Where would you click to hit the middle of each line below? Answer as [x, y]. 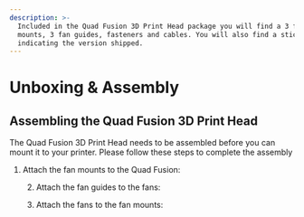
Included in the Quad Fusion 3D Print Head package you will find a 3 [153, 26]
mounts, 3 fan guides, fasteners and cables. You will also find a [147, 34]
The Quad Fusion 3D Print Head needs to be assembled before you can [142, 143]
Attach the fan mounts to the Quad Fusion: [101, 170]
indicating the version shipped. [81, 43]
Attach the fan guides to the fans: [98, 187]
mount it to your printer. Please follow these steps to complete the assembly [151, 152]
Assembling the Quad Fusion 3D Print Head [133, 121]
